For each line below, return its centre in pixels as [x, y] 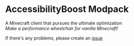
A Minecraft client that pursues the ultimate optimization [64, 23]
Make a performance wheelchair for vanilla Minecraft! [62, 28]
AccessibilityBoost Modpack [67, 9]
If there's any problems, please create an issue [54, 38]
